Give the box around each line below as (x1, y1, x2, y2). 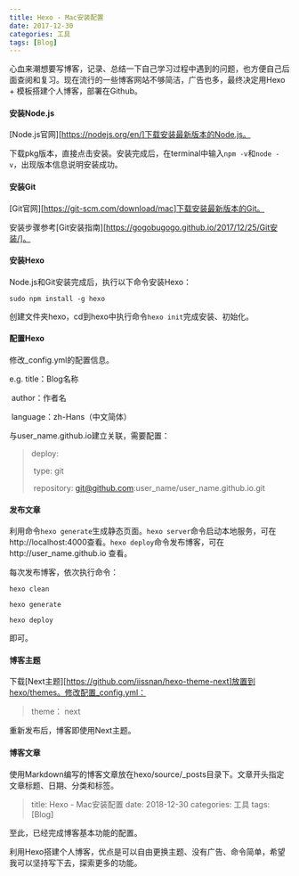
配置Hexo (9, 333, 44, 344)
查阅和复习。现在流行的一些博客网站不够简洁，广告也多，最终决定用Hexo (16, 75, 286, 86)
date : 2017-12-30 (9, 21, 74, 30)
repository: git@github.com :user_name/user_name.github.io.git (33, 483, 265, 494)
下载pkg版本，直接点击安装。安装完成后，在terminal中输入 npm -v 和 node (9, 148, 272, 159)
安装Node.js (9, 108, 55, 119)
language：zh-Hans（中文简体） (11, 412, 132, 422)
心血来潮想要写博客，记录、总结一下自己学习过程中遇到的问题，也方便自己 (9, 63, 282, 74)
